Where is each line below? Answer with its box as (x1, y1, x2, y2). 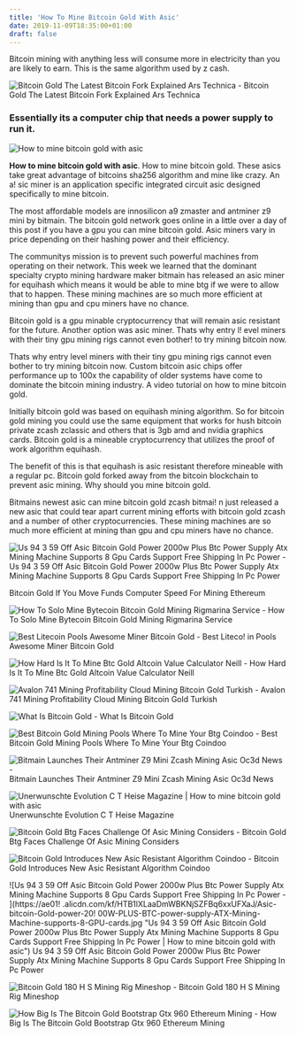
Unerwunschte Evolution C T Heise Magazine (9, 809, 175, 820)
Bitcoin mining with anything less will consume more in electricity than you (9, 54, 281, 65)
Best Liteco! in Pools (202, 631, 277, 642)
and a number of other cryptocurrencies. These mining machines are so (9, 515, 271, 526)
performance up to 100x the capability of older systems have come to (9, 369, 263, 381)
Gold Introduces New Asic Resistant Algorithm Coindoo (9, 863, 210, 873)
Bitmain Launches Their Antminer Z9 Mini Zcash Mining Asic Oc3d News (9, 773, 274, 784)
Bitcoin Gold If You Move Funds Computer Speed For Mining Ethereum (9, 587, 266, 598)
